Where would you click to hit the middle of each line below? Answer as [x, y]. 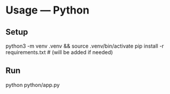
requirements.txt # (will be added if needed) [59, 52]
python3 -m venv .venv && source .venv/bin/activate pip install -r [85, 46]
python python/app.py [33, 85]
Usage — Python [47, 10]
